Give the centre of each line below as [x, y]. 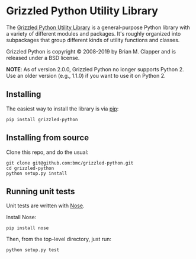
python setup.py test [33, 250]
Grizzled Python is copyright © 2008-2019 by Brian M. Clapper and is [91, 51]
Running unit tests [41, 191]
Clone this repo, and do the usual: [47, 152]
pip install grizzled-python [42, 119]
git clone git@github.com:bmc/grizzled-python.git [70, 163]
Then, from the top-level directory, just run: [59, 239]
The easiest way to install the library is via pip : [62, 109]
